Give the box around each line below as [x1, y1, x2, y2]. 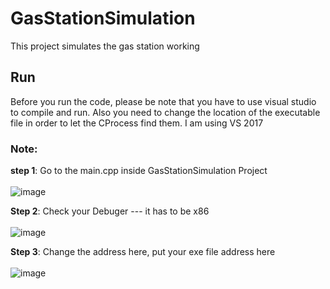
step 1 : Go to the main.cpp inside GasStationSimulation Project [10, 165, 268, 177]
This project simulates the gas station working [10, 40, 200, 52]
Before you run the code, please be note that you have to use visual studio [10, 95, 317, 107]
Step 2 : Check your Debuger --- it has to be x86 [10, 205, 210, 217]
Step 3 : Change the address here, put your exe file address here [10, 246, 276, 258]
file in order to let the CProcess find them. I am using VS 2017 [10, 117, 264, 129]
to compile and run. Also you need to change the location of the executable [10, 106, 321, 118]
